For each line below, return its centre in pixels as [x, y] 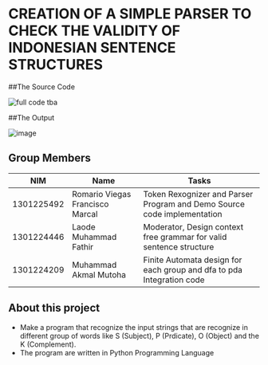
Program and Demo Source [194, 204]
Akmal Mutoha [99, 274]
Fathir [83, 246]
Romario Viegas [101, 194]
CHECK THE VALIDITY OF [95, 31]
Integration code [174, 280]
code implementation [183, 214]
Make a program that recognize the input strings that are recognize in [134, 327]
